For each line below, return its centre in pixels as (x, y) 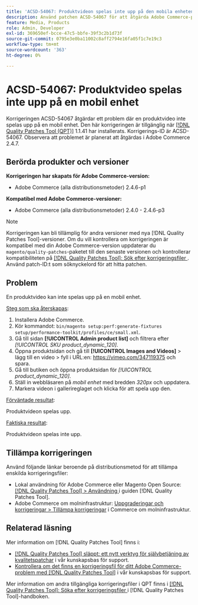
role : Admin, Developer (35, 28)
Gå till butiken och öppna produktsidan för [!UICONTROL (83, 370)
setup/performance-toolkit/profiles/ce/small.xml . (77, 333)
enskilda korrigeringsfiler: (37, 473)
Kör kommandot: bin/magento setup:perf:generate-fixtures (88, 326)
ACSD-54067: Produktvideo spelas (94, 89)
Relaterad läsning (39, 528)
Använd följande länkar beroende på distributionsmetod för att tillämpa (92, 467)
